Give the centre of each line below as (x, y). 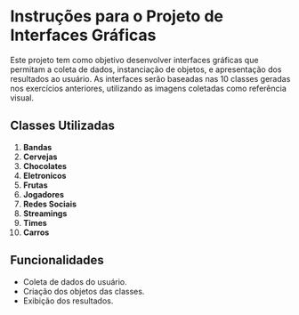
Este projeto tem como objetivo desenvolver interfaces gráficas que (134, 60)
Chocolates (45, 166)
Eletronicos (44, 175)
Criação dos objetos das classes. (84, 291)
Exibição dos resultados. (68, 301)
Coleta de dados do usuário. (75, 281)
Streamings (45, 213)
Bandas (37, 147)
